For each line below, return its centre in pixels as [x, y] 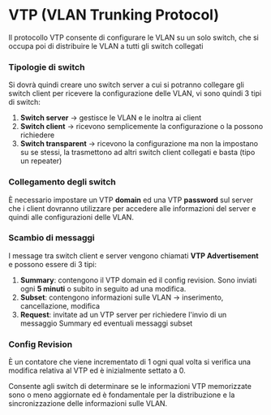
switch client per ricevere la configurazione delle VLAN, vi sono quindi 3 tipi [135, 93]
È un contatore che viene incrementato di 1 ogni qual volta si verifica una [130, 362]
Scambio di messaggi [52, 238]
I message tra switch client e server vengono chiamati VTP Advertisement [133, 255]
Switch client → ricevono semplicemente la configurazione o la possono [142, 127]
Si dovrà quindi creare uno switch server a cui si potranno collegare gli [127, 85]
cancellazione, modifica [60, 305]
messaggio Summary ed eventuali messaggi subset [106, 323]
